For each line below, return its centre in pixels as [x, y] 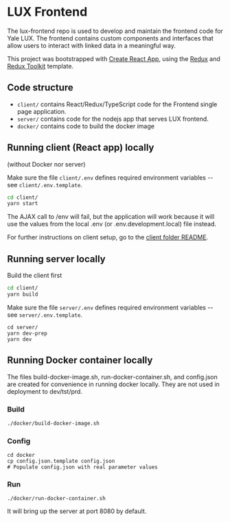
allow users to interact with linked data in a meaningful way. [92, 45]
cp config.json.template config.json [61, 461]
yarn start [23, 204]
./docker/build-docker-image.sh [53, 423]
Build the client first [35, 276]
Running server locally [56, 259]
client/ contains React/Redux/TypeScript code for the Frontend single [117, 104]
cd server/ [23, 327]
